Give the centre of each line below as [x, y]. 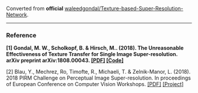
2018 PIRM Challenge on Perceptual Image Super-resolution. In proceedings [99, 78]
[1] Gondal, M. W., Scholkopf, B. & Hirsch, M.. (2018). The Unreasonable [95, 48]
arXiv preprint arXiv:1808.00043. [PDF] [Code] [65, 60]
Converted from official [35, 8]
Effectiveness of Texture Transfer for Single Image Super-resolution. [92, 54]
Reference [21, 35]
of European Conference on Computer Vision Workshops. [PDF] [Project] [95, 84]
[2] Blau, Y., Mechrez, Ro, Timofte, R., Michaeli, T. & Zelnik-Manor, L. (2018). [98, 72]
